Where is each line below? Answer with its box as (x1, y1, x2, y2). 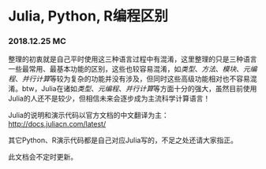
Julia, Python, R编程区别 (8, 7, 168, 25)
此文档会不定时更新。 (8, 152, 77, 162)
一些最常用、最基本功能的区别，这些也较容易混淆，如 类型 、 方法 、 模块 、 (8, 64, 243, 74)
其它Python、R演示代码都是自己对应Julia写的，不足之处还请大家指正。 (8, 135, 238, 145)
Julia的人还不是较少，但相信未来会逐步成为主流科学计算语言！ (8, 94, 211, 103)
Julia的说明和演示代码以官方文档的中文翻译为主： (8, 111, 169, 120)
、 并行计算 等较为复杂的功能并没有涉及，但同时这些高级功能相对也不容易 (15, 74, 250, 83)
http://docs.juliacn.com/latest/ (8, 119, 107, 129)
